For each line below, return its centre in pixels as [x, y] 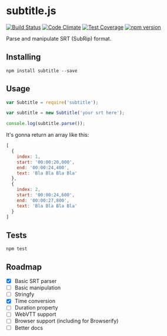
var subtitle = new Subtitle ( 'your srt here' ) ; [66, 113]
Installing [24, 57]
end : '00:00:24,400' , [43, 167]
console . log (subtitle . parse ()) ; [46, 124]
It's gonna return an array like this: [48, 135]
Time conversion [35, 301]
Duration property [36, 308]
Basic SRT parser [36, 281]
